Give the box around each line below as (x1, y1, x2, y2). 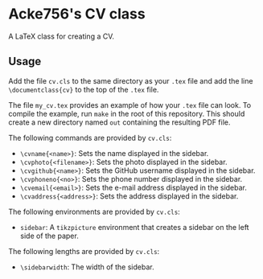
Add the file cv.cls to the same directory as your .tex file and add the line (8, 76, 253, 85)
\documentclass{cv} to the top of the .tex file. (8, 84, 159, 94)
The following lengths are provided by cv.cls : (8, 246, 160, 256)
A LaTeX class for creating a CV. (8, 31, 115, 41)
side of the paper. (19, 231, 79, 240)
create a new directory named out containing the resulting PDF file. (8, 117, 231, 127)
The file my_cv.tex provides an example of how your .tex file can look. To (8, 100, 252, 109)
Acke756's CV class (8, 5, 146, 23)
